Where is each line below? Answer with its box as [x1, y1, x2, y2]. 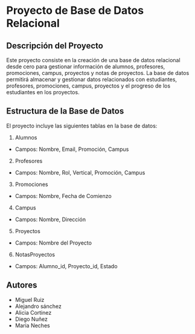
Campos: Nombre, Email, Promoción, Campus [14, 146, 129, 153]
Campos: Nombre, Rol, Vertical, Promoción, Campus [14, 169, 145, 176]
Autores [6, 280, 37, 291]
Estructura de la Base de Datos [6, 106, 124, 117]
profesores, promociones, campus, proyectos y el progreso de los [6, 82, 171, 89]
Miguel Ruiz [14, 296, 45, 303]
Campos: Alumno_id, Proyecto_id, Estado [14, 262, 118, 269]
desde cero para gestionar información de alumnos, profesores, [6, 63, 165, 70]
